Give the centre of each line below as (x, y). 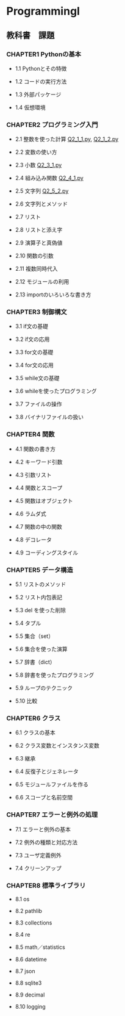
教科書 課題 (30, 35)
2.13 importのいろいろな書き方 (53, 295)
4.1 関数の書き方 (35, 449)
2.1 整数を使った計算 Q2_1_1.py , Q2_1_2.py (67, 139)
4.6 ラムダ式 (31, 513)
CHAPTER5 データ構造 (40, 570)
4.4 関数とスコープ (39, 488)
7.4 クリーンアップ (38, 868)
